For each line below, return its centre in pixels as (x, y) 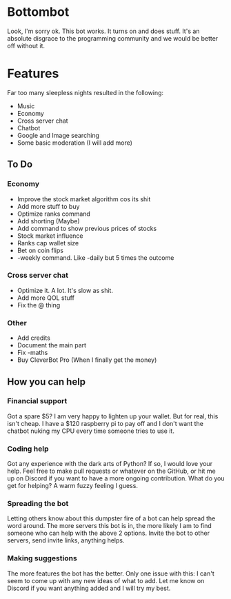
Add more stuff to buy (48, 206)
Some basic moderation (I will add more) (75, 143)
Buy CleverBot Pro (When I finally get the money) (87, 360)
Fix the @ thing (39, 305)
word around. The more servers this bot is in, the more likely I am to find (109, 526)
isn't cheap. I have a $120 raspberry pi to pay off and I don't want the (105, 423)
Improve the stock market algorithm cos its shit (84, 199)
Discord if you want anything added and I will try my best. (89, 588)
